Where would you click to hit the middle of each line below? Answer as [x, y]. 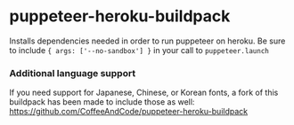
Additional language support [73, 73]
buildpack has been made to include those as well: [102, 102]
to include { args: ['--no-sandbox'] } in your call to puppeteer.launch [139, 50]
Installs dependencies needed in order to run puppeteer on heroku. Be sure [147, 41]
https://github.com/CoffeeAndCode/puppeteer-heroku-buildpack [128, 112]
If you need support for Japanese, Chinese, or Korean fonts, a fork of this [144, 93]
